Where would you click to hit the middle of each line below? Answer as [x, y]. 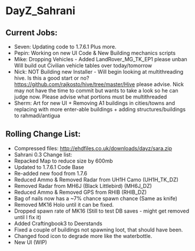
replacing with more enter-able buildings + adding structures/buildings [100, 109]
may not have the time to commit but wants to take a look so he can [96, 90]
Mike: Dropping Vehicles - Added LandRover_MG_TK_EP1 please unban [101, 59]
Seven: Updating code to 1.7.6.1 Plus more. [65, 47]
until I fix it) [28, 217]
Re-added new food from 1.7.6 [51, 173]
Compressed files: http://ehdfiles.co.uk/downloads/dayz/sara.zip [93, 148]
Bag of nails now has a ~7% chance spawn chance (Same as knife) [96, 198]
